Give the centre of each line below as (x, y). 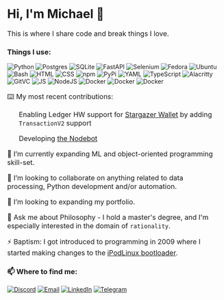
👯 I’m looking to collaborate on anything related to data (95, 178)
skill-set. (21, 162)
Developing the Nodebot (58, 138)
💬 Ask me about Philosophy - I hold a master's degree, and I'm (108, 217)
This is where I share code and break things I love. (88, 34)
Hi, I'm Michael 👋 (56, 14)
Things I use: (29, 52)
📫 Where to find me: (42, 272)
